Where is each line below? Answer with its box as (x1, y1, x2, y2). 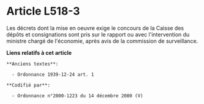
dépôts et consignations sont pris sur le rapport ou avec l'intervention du (6, 30, 190, 38)
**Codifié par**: (6, 82, 51, 88)
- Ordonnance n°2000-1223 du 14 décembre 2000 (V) (12, 92, 144, 99)
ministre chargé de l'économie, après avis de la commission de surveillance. (6, 37, 199, 44)
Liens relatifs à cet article (6, 49, 72, 56)
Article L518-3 (6, 4, 81, 18)
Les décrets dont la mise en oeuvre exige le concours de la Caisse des (6, 24, 184, 32)
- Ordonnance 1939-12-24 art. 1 (12, 71, 95, 77)
